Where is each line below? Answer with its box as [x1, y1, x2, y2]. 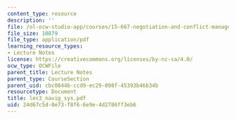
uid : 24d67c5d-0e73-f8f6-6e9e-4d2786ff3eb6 [7, 101, 137, 108]
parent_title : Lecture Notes [7, 69, 93, 76]
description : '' [7, 17, 55, 24]
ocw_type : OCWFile [7, 62, 61, 69]
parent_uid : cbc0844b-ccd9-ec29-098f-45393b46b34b [7, 82, 159, 89]
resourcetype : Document [7, 88, 77, 95]
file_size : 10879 [7, 29, 58, 37]
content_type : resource [7, 10, 77, 17]
